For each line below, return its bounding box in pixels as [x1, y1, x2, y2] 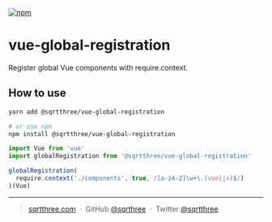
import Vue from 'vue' [8, 144, 85, 153]
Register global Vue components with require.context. [8, 62, 189, 72]
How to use [8, 86, 66, 100]
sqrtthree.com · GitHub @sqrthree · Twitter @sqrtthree [28, 203, 219, 214]
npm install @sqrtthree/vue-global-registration [8, 130, 176, 138]
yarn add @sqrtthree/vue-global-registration [8, 108, 164, 116]
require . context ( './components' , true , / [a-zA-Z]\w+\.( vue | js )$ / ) [15, 174, 244, 182]
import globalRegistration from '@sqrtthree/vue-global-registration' [8, 152, 252, 160]
